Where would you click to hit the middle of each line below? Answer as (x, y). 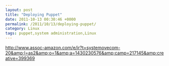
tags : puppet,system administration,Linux (51, 33)
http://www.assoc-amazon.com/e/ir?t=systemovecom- (63, 48)
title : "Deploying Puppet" (34, 15)
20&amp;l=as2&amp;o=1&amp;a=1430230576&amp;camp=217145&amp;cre (84, 53)
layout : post (19, 10)
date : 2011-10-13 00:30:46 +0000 (41, 19)
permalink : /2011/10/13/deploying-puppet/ (51, 24)
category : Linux (22, 29)
